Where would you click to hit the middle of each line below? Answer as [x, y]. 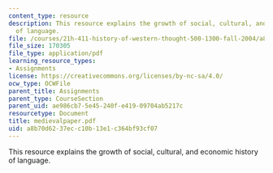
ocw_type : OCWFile [39, 83]
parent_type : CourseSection [56, 99]
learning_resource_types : [52, 61]
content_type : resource [49, 16]
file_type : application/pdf [56, 53]
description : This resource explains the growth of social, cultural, [130, 23]
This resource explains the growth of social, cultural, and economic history [133, 151]
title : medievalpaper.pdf [52, 121]
